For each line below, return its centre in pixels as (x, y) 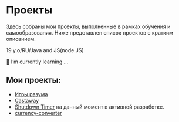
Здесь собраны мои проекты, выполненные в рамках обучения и (88, 26)
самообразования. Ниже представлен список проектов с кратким (89, 32)
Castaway (27, 100)
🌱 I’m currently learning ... (37, 62)
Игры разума (31, 94)
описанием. (21, 39)
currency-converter (38, 113)
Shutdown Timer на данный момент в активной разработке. (89, 107)
